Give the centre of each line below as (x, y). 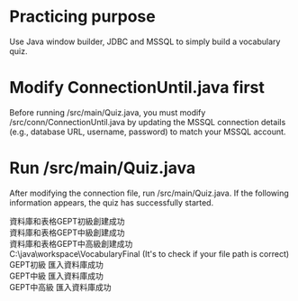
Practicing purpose (82, 17)
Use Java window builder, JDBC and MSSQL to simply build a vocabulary (145, 41)
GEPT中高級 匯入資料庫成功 (60, 287)
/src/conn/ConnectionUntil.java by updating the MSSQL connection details (148, 122)
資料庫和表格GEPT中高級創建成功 (71, 243)
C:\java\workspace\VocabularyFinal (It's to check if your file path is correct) (149, 253)
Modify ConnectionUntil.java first (137, 88)
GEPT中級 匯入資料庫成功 (56, 276)
